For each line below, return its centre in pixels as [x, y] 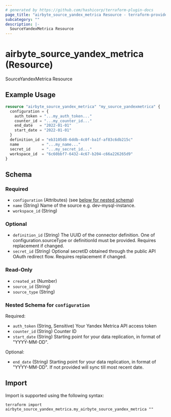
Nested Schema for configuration [48, 305]
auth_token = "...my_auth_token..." [53, 116]
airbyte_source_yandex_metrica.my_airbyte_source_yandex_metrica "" [79, 409]
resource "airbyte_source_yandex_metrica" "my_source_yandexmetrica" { [83, 107]
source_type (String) [34, 292]
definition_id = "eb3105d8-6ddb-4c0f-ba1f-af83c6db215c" [72, 140]
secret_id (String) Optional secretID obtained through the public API [84, 251]
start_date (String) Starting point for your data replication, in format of [87, 337]
